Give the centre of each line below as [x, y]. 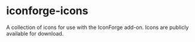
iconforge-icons [47, 11]
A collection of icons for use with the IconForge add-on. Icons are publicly [97, 27]
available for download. [35, 33]
